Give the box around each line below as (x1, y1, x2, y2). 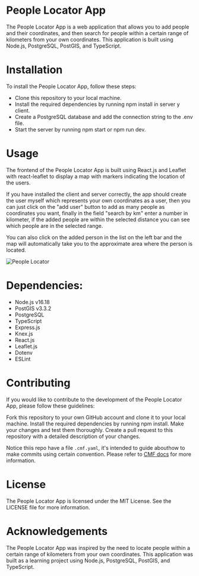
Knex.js (14, 330, 33, 337)
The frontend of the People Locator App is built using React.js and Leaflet (6, 166, 186, 173)
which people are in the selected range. (6, 222, 103, 229)
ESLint (14, 355, 31, 362)
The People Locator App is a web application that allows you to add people (6, 23, 189, 30)
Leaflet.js (14, 343, 38, 350)
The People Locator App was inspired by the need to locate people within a (6, 544, 190, 551)
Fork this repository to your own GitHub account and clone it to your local (6, 414, 186, 421)
